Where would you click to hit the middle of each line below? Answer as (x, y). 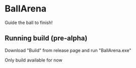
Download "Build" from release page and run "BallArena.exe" (68, 50)
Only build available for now (33, 60)
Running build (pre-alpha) (46, 38)
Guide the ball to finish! (29, 22)
